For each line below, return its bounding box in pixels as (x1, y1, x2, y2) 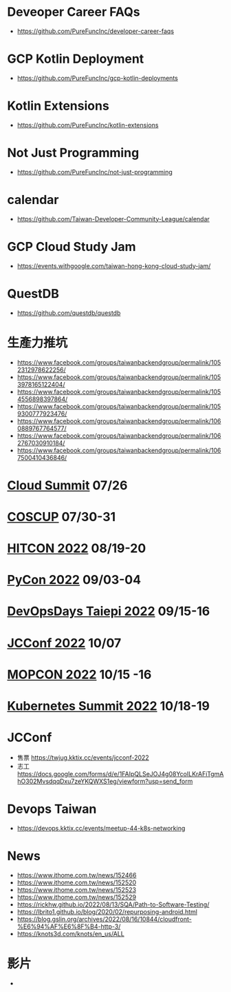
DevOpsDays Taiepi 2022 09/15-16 (7, 604, 210, 619)
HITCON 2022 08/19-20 (7, 540, 146, 556)
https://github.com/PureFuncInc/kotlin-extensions (16, 121, 159, 129)
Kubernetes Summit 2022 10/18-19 (7, 698, 210, 713)
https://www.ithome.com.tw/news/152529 (16, 893, 136, 901)
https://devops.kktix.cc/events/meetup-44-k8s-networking (16, 824, 186, 832)
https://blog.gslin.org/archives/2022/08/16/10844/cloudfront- (16, 915, 192, 923)
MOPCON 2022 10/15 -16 (7, 667, 152, 682)
